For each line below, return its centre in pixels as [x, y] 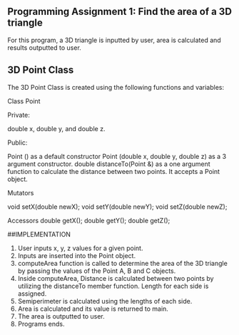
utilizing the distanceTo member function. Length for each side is [113, 286]
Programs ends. [41, 324]
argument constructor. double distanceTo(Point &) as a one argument [109, 164]
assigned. [32, 293]
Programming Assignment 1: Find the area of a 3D [119, 12]
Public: [17, 143]
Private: [19, 115]
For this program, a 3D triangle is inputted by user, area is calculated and [114, 40]
